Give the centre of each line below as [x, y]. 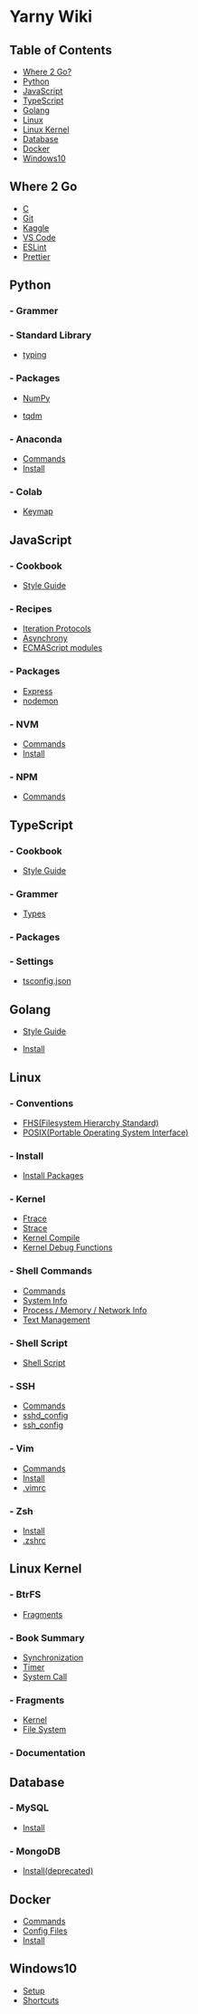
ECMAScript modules [62, 648]
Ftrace [34, 1218]
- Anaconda [36, 439]
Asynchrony [45, 638]
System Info [45, 1300]
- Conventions [42, 1103]
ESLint [34, 247]
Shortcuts [41, 2000]
